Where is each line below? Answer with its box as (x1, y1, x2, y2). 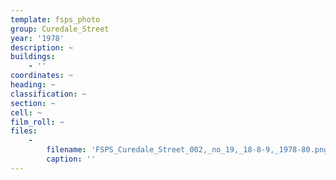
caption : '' (46, 154, 97, 164)
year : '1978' (10, 33, 65, 43)
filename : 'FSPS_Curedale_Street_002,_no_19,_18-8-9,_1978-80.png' (46, 145, 333, 155)
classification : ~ (10, 89, 87, 99)
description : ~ (10, 42, 74, 53)
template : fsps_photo (10, 14, 101, 25)
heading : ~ (10, 80, 56, 90)
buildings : (10, 52, 56, 62)
